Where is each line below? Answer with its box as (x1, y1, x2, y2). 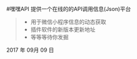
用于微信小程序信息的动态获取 (30, 18, 106, 26)
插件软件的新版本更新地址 (30, 26, 96, 33)
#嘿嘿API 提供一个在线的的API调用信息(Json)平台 (6, 5, 131, 12)
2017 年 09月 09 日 (6, 46, 54, 54)
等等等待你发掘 (30, 33, 69, 41)
